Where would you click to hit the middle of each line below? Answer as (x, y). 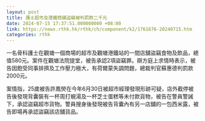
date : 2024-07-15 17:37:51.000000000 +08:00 (64, 23)
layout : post (23, 12)
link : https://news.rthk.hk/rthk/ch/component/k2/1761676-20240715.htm (99, 29)
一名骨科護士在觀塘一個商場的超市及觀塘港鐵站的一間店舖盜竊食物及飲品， (100, 53)
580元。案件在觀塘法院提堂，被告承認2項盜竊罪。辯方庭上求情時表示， (101, 61)
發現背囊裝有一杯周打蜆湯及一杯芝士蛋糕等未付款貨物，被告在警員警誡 (105, 97)
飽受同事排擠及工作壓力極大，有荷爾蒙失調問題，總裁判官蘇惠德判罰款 (105, 68)
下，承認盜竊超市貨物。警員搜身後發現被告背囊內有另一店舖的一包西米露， (100, 104)
